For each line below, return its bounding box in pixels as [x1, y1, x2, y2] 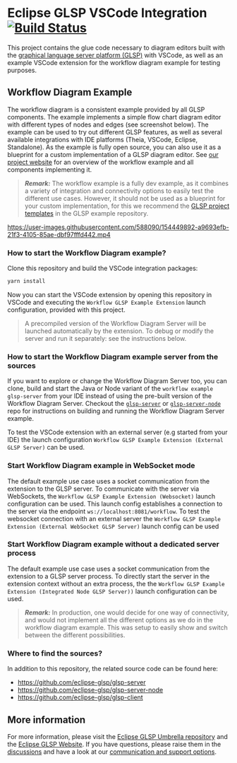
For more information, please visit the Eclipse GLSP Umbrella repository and [7, 732, 228, 740]
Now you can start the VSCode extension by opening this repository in [7, 290, 212, 298]
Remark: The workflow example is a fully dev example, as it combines [24, 179, 229, 187]
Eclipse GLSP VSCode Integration [7, 5, 207, 21]
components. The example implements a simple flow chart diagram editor [7, 112, 221, 121]
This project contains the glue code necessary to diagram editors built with [7, 43, 226, 52]
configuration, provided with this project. [7, 305, 126, 314]
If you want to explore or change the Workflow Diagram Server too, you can [7, 377, 227, 385]
